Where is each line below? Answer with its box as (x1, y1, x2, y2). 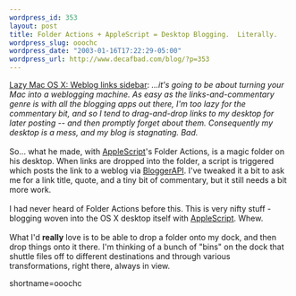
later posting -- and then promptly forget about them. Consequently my (9, 118, 274, 128)
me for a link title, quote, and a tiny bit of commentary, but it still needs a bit (9, 175, 288, 185)
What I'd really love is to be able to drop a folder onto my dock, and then (9, 232, 277, 242)
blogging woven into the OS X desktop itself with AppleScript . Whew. (9, 213, 264, 223)
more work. (9, 185, 52, 195)
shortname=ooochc (9, 278, 82, 288)
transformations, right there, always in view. (9, 261, 171, 271)
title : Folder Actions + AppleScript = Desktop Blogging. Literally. (9, 30, 278, 39)
